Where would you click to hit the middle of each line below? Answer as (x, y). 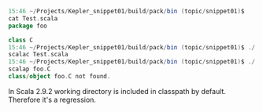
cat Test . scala (33, 18)
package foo (28, 26)
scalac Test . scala (38, 55)
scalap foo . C (30, 69)
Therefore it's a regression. (52, 99)
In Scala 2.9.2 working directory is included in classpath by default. (117, 91)
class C (21, 40)
